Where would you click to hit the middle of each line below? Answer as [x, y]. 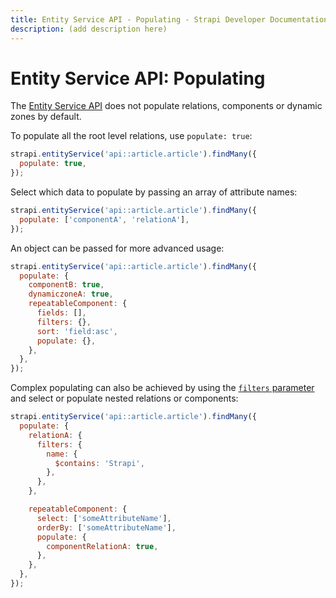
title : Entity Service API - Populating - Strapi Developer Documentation [169, 19]
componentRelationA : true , [102, 546]
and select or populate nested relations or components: [124, 398]
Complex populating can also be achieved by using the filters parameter [162, 388]
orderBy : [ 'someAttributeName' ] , [106, 527]
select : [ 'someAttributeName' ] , [104, 518]
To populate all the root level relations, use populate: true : [131, 136]
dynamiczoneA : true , [71, 294]
